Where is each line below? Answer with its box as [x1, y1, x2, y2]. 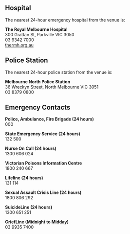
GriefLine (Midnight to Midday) [5, 219, 69, 225]
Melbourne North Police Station [5, 78, 71, 85]
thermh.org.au [5, 42, 34, 48]
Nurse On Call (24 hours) [5, 145, 57, 151]
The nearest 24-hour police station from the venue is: [5, 69, 113, 75]
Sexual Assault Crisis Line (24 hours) [5, 189, 82, 195]
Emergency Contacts [5, 103, 71, 112]
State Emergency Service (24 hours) [5, 131, 80, 137]
